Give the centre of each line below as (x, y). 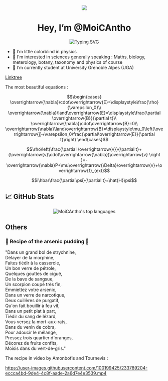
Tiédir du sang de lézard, (31, 317)
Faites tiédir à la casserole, (33, 263)
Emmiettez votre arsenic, (31, 290)
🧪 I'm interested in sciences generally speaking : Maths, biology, (79, 57)
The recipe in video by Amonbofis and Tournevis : (57, 358)
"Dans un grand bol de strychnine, (41, 252)
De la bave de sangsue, (30, 279)
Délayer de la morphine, (30, 258)
